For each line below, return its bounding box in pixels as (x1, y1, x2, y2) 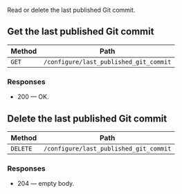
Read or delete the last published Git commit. (7, 6, 136, 14)
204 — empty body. (17, 180, 75, 188)
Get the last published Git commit (7, 26, 154, 37)
